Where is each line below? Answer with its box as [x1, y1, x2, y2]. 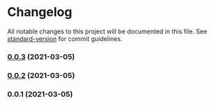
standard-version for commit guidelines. [7, 34, 123, 42]
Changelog [7, 4, 72, 20]
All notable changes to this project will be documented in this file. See [7, 27, 208, 35]
